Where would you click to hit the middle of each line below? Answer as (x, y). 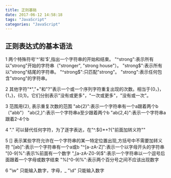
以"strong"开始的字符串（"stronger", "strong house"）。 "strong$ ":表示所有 (84, 66)
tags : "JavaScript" (26, 19)
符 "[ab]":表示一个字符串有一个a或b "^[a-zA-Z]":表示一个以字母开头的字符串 (85, 147)
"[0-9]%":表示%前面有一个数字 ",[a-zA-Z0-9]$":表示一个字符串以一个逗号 (83, 154)
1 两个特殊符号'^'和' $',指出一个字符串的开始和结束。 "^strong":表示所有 (80, 60)
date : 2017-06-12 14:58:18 (34, 15)
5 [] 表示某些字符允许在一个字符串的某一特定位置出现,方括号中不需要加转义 (84, 141)
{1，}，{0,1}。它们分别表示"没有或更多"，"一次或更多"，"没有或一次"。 (78, 96)
